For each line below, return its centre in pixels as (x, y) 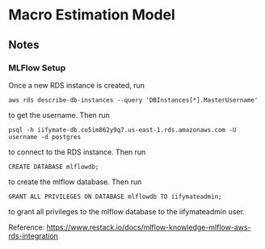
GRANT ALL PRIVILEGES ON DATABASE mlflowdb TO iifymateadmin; (115, 196)
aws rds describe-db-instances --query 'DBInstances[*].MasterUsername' (133, 100)
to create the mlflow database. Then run (75, 181)
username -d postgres (45, 137)
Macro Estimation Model (92, 15)
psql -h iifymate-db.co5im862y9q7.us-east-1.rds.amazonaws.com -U (122, 130)
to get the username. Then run (59, 115)
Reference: (27, 227)
